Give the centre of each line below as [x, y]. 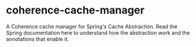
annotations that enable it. [38, 39]
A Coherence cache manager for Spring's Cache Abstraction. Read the [92, 26]
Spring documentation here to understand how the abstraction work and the [98, 32]
